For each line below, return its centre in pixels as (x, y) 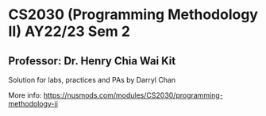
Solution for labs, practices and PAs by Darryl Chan (92, 80)
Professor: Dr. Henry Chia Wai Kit (92, 61)
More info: (25, 95)
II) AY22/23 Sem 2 (69, 31)
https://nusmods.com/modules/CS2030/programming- (133, 95)
